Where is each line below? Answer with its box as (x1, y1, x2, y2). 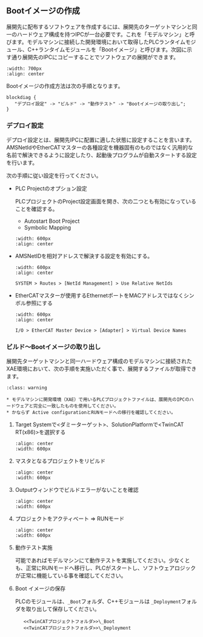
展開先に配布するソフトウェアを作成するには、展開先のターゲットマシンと (6, 23, 192, 30)
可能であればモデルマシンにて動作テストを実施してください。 (15, 557, 169, 564)
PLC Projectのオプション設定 (15, 185, 87, 192)
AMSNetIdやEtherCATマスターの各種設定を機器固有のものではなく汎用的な (6, 144, 194, 151)
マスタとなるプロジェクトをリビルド (15, 457, 106, 465)
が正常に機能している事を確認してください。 (15, 572, 127, 579)
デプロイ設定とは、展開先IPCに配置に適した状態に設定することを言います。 (6, 136, 195, 144)
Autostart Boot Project (24, 217, 80, 225)
